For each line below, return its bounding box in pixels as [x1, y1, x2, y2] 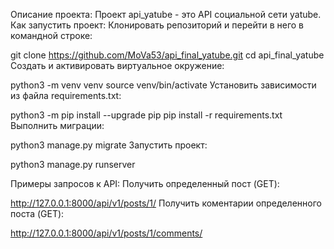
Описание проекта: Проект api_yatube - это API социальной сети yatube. [10, 9, 322, 20]
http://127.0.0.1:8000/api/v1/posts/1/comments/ [10, 227, 203, 239]
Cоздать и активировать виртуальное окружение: [10, 60, 225, 71]
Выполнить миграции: [10, 120, 105, 131]
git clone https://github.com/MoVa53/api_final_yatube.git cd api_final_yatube [10, 49, 325, 61]
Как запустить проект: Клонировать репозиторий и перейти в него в [10, 19, 304, 31]
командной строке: [10, 30, 93, 41]
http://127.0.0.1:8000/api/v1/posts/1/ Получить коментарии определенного [10, 197, 322, 209]
